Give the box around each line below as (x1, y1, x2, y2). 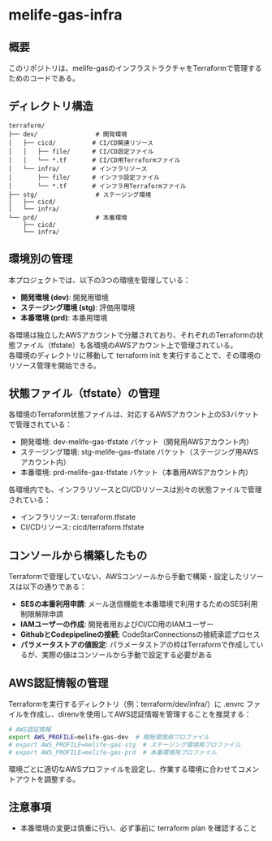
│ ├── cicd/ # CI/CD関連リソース (8, 138, 154, 147)
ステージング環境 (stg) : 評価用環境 (19, 303, 136, 312)
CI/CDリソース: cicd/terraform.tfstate (19, 522, 145, 532)
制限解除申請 (19, 609, 63, 619)
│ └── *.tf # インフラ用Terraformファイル (8, 181, 187, 190)
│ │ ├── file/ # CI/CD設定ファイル (8, 147, 154, 155)
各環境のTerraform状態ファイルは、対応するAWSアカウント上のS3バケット (8, 409, 259, 420)
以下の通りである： (22, 582, 87, 591)
